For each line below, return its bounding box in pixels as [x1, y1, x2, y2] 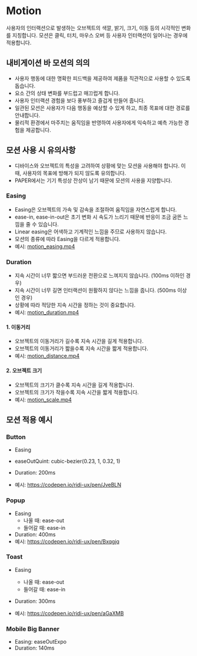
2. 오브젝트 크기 [6, 367, 42, 374]
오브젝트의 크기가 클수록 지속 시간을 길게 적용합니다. [14, 381, 134, 388]
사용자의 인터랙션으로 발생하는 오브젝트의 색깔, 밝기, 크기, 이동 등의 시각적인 [6, 24, 181, 31]
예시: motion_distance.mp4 [14, 352, 80, 360]
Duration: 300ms [14, 597, 56, 605]
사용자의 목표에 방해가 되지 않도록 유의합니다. [22, 169, 126, 176]
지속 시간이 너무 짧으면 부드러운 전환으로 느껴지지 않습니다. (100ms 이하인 [14, 272, 185, 279]
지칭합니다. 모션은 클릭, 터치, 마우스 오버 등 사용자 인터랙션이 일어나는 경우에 [12, 31, 188, 39]
